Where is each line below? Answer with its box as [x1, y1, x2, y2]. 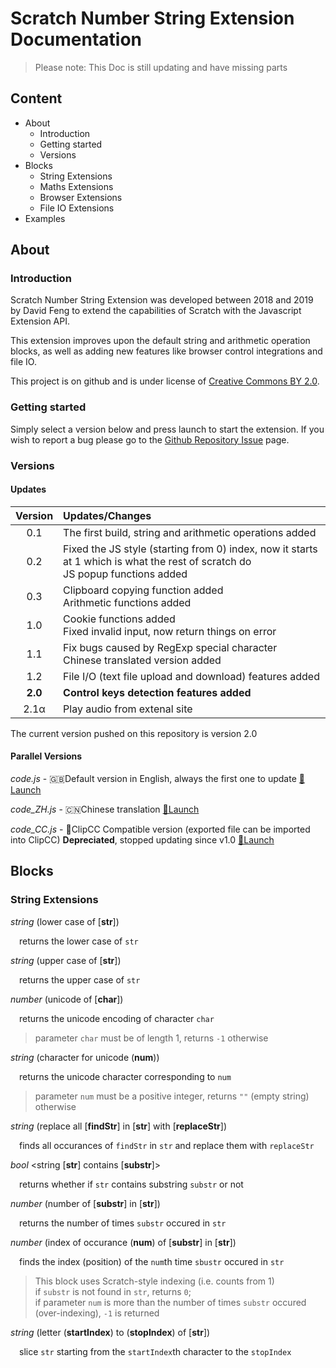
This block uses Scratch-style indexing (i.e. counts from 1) [34, 1275, 275, 1287]
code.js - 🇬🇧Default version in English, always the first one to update [10, 773, 297, 785]
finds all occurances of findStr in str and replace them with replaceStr [19, 1139, 315, 1151]
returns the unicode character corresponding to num [19, 1070, 232, 1082]
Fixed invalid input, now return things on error [63, 624, 277, 638]
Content [10, 90, 63, 107]
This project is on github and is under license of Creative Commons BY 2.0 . [10, 375, 320, 387]
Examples [24, 212, 66, 224]
